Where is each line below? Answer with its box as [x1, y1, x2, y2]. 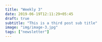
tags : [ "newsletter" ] [5, 29, 50, 34]
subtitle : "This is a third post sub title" [5, 20, 98, 26]
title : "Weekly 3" [5, 7, 43, 12]
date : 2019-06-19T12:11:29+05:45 [5, 12, 74, 16]
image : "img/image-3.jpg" [5, 25, 58, 30]
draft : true [5, 16, 29, 21]
